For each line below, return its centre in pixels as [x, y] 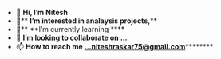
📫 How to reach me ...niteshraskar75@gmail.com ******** [114, 47]
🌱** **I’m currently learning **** [70, 29]
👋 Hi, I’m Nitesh [42, 12]
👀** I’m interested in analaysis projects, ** [87, 21]
